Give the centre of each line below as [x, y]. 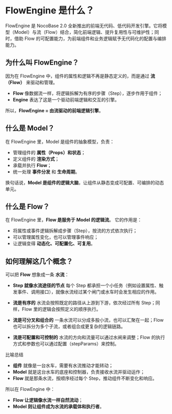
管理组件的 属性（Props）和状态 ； [49, 152]
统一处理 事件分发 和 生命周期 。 [46, 172]
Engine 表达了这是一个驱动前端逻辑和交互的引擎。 [66, 99]
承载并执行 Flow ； [32, 165]
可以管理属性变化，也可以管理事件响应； [55, 237]
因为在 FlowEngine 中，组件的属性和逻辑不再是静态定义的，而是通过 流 [80, 76]
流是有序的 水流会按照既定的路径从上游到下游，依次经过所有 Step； [84, 303]
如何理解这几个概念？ [39, 261]
